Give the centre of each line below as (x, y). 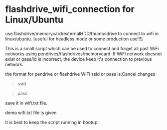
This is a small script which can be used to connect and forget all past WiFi (82, 48)
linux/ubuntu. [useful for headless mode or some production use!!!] (74, 39)
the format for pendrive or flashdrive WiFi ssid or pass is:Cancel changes (80, 74)
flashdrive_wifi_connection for (70, 9)
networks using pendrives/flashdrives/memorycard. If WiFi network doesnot (83, 54)
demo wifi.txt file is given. (32, 113)
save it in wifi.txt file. (26, 103)
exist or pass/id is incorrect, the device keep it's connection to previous (79, 59)
